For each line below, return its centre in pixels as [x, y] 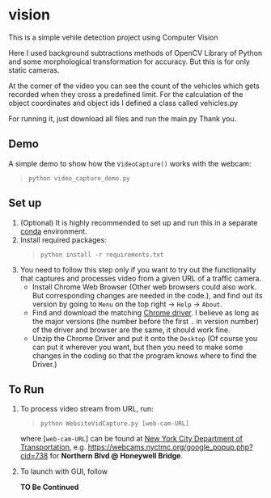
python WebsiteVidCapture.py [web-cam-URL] [115, 424]
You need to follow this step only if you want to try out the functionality [138, 269]
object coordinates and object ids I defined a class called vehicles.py [123, 103]
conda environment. [53, 231]
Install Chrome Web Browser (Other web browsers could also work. [144, 287]
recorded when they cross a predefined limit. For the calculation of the [126, 94]
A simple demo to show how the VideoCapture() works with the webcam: [130, 163]
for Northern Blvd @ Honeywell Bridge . [116, 456]
